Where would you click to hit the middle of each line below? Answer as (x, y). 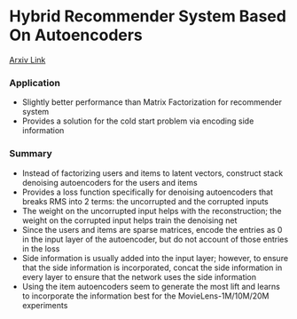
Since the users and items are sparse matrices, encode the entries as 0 (152, 229)
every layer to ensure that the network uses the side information (139, 276)
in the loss (41, 248)
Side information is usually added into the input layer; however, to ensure (155, 258)
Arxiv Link (27, 60)
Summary (31, 154)
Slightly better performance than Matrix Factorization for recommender (152, 102)
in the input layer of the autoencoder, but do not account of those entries (155, 239)
